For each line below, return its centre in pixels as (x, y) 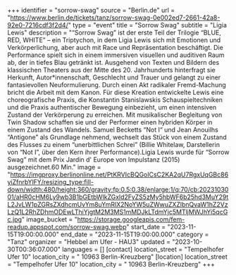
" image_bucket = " (49, 219)
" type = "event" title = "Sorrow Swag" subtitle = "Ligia (147, 25)
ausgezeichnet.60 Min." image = (54, 167)
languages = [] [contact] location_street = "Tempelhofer (143, 249)
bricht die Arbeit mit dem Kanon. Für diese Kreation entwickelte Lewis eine (116, 92)
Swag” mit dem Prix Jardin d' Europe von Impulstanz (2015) (94, 160)
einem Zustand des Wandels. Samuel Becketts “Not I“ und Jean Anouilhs (113, 130)
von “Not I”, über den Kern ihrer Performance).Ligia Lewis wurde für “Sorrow (118, 152)
